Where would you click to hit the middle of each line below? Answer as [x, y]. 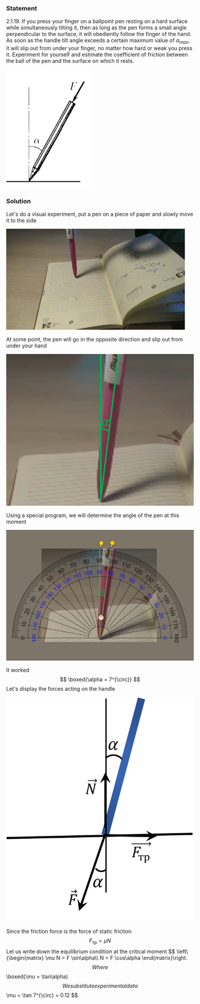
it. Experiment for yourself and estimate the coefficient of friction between [97, 54]
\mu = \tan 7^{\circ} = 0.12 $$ [42, 995]
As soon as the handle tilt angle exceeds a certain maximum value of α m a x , [98, 41]
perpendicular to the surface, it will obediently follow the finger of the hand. [99, 34]
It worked [18, 670]
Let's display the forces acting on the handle [61, 688]
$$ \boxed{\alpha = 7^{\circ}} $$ [100, 679]
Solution [19, 202]
